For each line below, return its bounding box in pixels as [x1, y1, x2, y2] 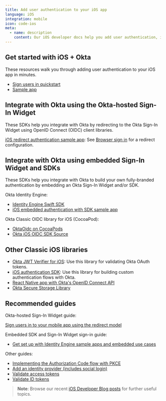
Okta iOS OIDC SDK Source [12, 231, 68, 237]
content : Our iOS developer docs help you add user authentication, [14, 35, 158, 40]
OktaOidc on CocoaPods [12, 226, 63, 232]
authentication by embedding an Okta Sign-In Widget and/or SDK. [5, 182, 140, 188]
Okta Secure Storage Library [12, 285, 71, 291]
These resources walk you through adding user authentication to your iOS [5, 66, 156, 72]
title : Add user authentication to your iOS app [5, 7, 107, 12]
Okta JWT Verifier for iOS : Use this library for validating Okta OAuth [12, 258, 150, 265]
